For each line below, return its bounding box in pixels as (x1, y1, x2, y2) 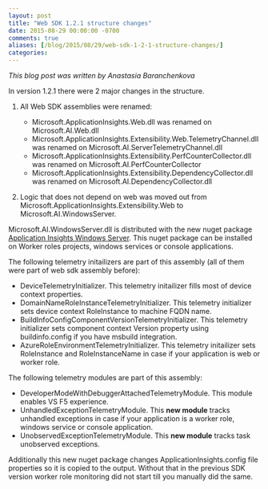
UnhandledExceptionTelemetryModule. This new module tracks (19, 405, 230, 415)
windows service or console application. (19, 423, 154, 431)
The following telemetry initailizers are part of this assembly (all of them (8, 257, 245, 266)
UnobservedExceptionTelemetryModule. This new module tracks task (19, 431, 250, 440)
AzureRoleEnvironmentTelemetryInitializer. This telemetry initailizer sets (19, 340, 256, 350)
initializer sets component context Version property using (19, 324, 210, 332)
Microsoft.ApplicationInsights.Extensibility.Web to (19, 201, 184, 210)
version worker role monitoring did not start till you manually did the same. (8, 472, 254, 481)
